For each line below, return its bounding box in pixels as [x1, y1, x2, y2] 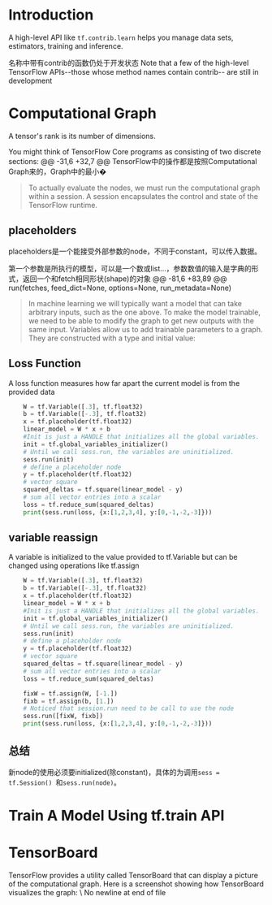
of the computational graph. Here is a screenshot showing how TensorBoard [8, 879, 264, 889]
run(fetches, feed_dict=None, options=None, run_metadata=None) [8, 283, 232, 292]
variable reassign [8, 530, 99, 545]
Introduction [8, 6, 94, 24]
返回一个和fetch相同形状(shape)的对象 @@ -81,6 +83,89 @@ [22, 274, 227, 284]
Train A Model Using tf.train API [8, 807, 225, 825]
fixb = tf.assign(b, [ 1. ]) [23, 697, 114, 705]
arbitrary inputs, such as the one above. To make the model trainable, [28, 307, 261, 317]
